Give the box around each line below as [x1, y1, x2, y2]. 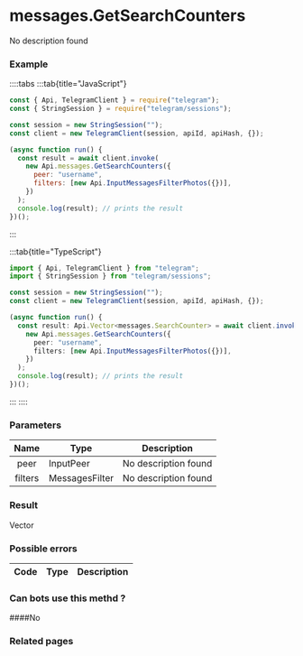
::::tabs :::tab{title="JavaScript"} [9, 79, 128, 89]
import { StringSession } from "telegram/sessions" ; [9, 272, 212, 281]
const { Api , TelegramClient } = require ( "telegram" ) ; [9, 96, 220, 105]
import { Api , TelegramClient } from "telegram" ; [9, 263, 200, 273]
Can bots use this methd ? [9, 592, 126, 605]
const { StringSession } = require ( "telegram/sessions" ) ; [9, 105, 232, 114]
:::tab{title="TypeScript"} [9, 245, 102, 257]
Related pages [9, 635, 74, 648]
